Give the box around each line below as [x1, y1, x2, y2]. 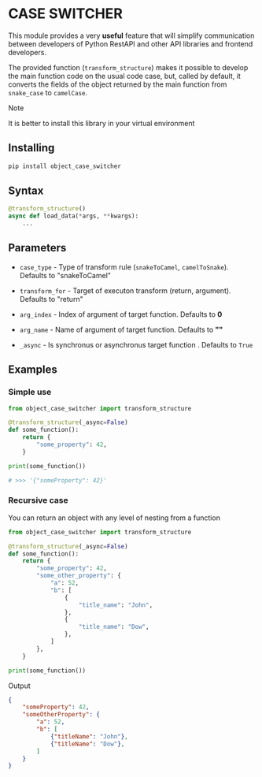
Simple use [8, 387, 52, 398]
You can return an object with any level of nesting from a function [8, 513, 220, 522]
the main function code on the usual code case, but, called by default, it [8, 71, 242, 80]
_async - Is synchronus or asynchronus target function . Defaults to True [19, 340, 253, 349]
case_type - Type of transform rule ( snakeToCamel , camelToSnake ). [19, 262, 230, 272]
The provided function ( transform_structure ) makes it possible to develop [8, 62, 249, 72]
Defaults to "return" [19, 294, 84, 303]
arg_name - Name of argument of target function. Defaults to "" [19, 325, 223, 334]
